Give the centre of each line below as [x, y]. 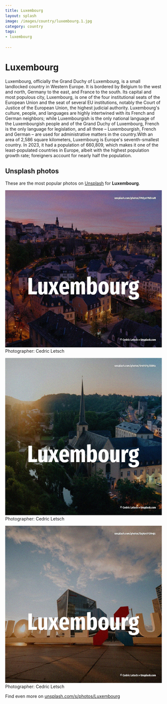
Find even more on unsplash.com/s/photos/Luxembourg [63, 696]
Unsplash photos [32, 171]
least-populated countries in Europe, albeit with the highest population [77, 150]
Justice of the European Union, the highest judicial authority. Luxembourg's [83, 108]
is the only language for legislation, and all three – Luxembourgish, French [81, 129]
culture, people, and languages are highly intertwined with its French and [80, 113]
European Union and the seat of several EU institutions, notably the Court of [83, 102]
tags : [11, 32]
